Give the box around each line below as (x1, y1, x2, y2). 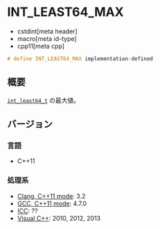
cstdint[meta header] (17, 27, 78, 35)
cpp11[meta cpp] (17, 42, 64, 50)
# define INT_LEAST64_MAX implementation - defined (7, 55, 154, 62)
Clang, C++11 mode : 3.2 (17, 192, 86, 200)
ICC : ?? (17, 206, 38, 215)
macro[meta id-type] (17, 34, 78, 42)
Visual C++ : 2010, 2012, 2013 (17, 214, 101, 222)
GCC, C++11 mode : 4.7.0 (17, 199, 87, 207)
